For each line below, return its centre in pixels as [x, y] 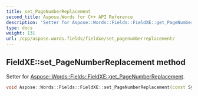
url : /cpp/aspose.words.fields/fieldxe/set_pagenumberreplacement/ [91, 39]
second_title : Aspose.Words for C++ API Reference [70, 17]
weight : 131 [21, 33]
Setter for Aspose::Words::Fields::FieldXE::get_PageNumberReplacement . [95, 76]
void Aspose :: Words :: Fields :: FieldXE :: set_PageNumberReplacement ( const [96, 87]
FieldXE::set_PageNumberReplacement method [96, 62]
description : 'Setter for [38, 22]
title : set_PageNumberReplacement [49, 11]
